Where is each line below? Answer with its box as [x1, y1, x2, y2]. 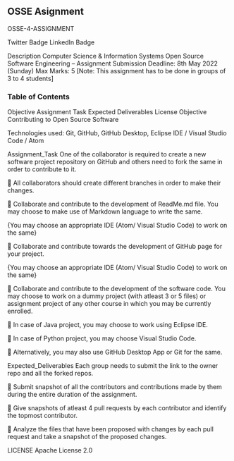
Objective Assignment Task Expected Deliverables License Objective [7, 108, 207, 116]
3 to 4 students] [7, 74, 54, 82]
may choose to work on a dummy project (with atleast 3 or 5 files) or [7, 292, 207, 300]
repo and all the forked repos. [7, 369, 94, 378]
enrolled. [7, 307, 33, 316]
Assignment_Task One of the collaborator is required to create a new [7, 150, 207, 159]
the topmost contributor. [7, 412, 78, 420]
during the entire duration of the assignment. [7, 391, 137, 399]
